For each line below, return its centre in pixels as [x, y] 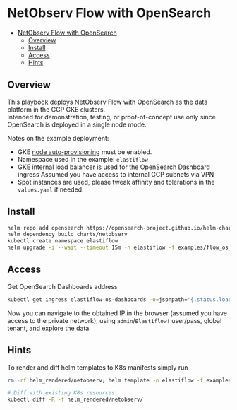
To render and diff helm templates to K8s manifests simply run [98, 367]
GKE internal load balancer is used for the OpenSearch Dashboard [114, 167]
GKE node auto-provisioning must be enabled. [85, 152]
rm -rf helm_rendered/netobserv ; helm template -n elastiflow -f [105, 380]
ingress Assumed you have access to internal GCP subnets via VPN [116, 174]
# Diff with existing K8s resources [61, 393]
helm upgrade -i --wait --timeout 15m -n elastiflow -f [91, 248]
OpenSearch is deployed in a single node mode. [77, 124]
